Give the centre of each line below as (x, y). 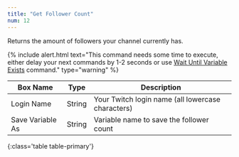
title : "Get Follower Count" (51, 14)
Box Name (35, 87)
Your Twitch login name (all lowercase (157, 99)
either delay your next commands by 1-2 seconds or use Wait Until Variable (117, 62)
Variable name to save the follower (151, 119)
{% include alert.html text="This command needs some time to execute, (113, 55)
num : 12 (19, 21)
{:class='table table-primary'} (51, 146)
